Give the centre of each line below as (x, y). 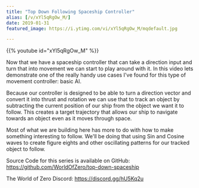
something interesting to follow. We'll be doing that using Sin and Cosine (95, 137)
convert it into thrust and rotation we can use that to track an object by (93, 99)
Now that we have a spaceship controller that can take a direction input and (99, 62)
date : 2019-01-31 (28, 23)
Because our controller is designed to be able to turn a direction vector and (99, 93)
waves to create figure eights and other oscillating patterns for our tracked (98, 143)
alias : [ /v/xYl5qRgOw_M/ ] (38, 17)
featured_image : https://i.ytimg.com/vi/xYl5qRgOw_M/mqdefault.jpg (92, 28)
